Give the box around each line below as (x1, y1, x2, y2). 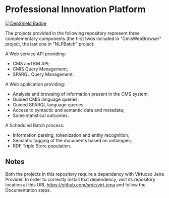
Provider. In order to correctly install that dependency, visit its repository (5, 176, 155, 182)
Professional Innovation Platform (5, 4, 146, 15)
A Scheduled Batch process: (5, 122, 65, 128)
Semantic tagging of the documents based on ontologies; (12, 137, 132, 143)
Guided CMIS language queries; (12, 96, 79, 102)
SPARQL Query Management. (12, 71, 74, 77)
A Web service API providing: (5, 51, 66, 57)
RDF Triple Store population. (12, 143, 72, 149)
